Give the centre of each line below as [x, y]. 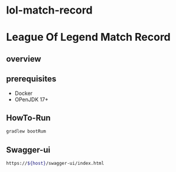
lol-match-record [49, 10]
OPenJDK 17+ [32, 99]
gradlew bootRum [26, 131]
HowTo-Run [29, 118]
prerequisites [31, 79]
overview [24, 59]
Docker [24, 93]
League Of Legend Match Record [89, 37]
